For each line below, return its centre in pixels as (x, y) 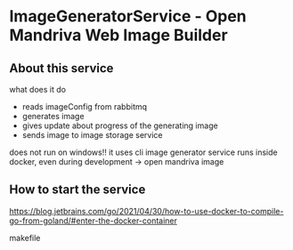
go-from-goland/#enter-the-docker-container (94, 221)
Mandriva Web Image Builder (119, 35)
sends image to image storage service (92, 135)
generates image (53, 116)
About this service (61, 68)
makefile (25, 238)
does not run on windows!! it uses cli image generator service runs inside (143, 152)
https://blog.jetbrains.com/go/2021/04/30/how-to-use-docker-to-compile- (146, 211)
